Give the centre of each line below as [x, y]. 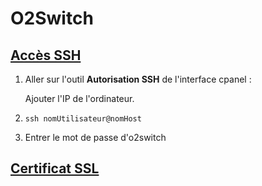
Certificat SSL [55, 168]
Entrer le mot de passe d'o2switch [95, 137]
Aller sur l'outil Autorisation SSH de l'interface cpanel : [138, 79]
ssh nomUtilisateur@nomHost [83, 119]
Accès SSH [46, 55]
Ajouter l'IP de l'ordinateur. [79, 98]
